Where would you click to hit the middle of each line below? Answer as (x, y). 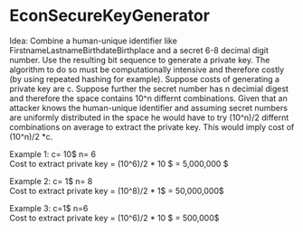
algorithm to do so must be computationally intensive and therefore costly (147, 70)
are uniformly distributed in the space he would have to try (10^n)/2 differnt (149, 117)
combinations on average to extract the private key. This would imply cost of (152, 126)
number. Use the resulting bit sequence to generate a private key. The (140, 60)
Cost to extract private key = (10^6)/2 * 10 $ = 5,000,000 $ (119, 163)
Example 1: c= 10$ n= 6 (53, 153)
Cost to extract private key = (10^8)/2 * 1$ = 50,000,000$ (117, 190)
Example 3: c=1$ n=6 (49, 208)
